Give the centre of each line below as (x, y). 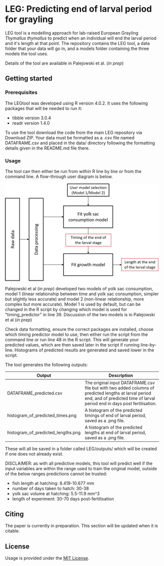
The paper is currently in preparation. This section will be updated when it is (82, 526)
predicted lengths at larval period (118, 393)
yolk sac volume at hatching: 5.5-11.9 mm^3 (56, 493)
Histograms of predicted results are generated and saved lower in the (84, 350)
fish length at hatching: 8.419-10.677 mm (53, 483)
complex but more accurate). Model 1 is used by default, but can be (73, 304)
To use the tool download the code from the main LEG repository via (74, 132)
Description (121, 375)
